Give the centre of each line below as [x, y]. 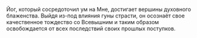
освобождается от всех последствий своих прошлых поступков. [91, 28]
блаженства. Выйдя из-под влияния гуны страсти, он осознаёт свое [95, 16]
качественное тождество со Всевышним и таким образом [83, 22]
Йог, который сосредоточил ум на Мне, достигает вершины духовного [99, 9]
